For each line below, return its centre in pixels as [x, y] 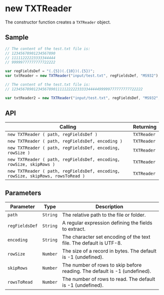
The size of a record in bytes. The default [109, 251]
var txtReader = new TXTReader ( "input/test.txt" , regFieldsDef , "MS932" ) [82, 76]
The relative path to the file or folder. [104, 215]
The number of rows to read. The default [109, 279]
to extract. [74, 229]
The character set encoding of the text [106, 237]
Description [109, 207]
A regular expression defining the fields [107, 223]
